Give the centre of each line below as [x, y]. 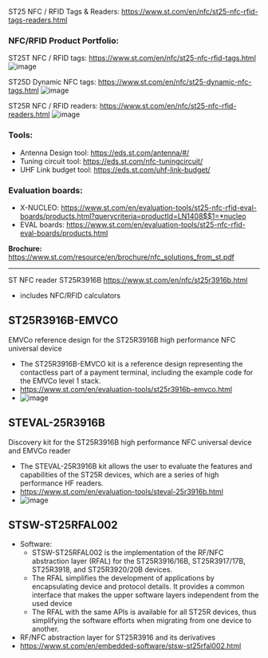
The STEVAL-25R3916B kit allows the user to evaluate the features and [136, 466]
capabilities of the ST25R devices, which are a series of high [119, 474]
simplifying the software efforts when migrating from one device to [142, 620]
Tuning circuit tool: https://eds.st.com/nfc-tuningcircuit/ [111, 161]
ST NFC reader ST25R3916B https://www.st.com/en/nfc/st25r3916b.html [128, 279]
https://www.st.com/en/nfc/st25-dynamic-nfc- [175, 82]
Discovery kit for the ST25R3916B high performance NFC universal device [130, 442]
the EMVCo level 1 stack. [60, 381]
